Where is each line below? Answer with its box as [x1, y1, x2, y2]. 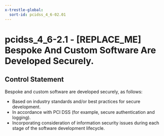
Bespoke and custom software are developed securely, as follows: [5, 89, 143, 95]
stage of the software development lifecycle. [12, 125, 105, 131]
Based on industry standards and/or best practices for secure [12, 98, 141, 104]
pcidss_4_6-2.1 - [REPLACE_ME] [5, 34, 142, 45]
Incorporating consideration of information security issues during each [12, 119, 159, 126]
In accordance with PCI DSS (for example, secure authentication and [12, 109, 155, 115]
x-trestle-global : [5, 7, 43, 13]
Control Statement [5, 75, 64, 84]
